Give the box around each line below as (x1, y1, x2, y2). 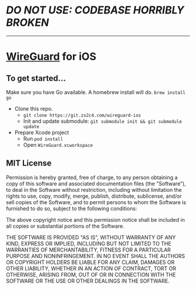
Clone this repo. (14, 105, 53, 112)
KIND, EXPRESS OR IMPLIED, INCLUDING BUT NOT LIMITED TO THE (6, 240, 171, 247)
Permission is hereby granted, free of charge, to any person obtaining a (6, 174, 178, 181)
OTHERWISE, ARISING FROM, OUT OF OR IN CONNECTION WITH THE (6, 271, 176, 278)
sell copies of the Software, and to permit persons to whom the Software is (6, 198, 187, 205)
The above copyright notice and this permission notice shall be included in (6, 216, 185, 223)
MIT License (6, 159, 52, 168)
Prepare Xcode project (14, 129, 69, 136)
